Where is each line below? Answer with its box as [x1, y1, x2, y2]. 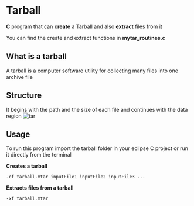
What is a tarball [6, 51, 67, 62]
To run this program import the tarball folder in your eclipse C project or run [6, 145, 189, 152]
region [6, 112, 22, 119]
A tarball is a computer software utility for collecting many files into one [6, 67, 179, 74]
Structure [6, 91, 42, 101]
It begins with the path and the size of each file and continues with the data [6, 106, 188, 113]
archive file [6, 73, 33, 80]
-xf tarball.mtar [6, 195, 49, 202]
